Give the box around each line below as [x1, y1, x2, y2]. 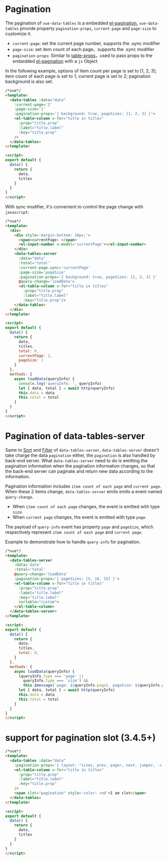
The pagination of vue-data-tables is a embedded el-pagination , [5, 20, 138, 26]
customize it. [5, 30, 31, 36]
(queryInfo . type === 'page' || [18, 674, 84, 679]
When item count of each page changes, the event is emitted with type [12, 503, 160, 509]
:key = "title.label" [18, 595, 59, 600]
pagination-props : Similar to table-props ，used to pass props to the [12, 52, 152, 58]
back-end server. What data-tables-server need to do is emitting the [5, 457, 148, 463]
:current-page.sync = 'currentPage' [18, 265, 91, 270]
